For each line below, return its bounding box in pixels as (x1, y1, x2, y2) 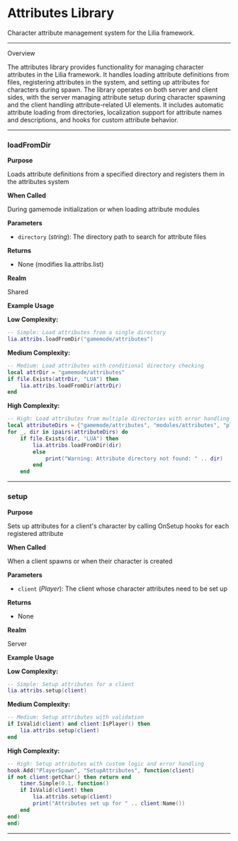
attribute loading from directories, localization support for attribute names (7, 108, 222, 117)
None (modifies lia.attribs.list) (17, 260, 104, 269)
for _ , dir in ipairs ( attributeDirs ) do (7, 429, 129, 436)
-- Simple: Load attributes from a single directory (7, 329, 166, 336)
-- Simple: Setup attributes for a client (7, 680, 135, 687)
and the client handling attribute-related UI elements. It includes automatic (7, 100, 225, 109)
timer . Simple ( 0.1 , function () (20, 780, 110, 787)
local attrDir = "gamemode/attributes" (7, 368, 125, 376)
